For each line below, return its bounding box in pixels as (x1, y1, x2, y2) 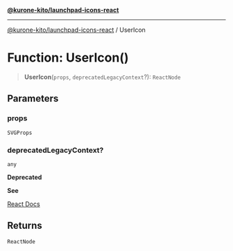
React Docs (7, 200, 40, 208)
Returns (7, 220, 43, 232)
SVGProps (7, 129, 33, 136)
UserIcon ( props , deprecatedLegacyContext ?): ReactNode (24, 73, 181, 81)
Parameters (7, 93, 59, 104)
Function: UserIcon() (7, 50, 129, 66)
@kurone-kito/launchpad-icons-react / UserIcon (7, 26, 146, 34)
